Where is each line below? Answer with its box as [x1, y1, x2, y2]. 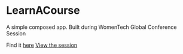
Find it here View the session [6, 41, 78, 49]
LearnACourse [6, 4, 80, 17]
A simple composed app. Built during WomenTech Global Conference [6, 23, 177, 31]
